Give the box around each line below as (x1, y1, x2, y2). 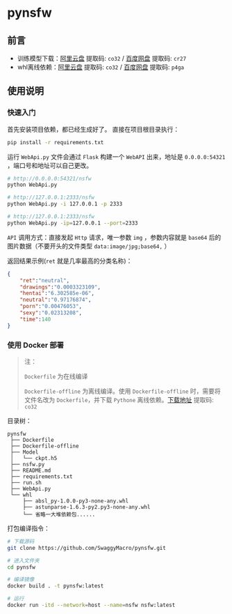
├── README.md (10, 467, 51, 474)
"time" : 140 (19, 316, 51, 323)
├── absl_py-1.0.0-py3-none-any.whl (22, 497, 129, 505)
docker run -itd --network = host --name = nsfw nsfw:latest (7, 601, 176, 609)
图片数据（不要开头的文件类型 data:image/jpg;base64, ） (7, 242, 171, 250)
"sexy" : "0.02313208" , (19, 309, 82, 316)
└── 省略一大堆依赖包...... (22, 511, 96, 518)
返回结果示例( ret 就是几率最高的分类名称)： (7, 256, 133, 265)
